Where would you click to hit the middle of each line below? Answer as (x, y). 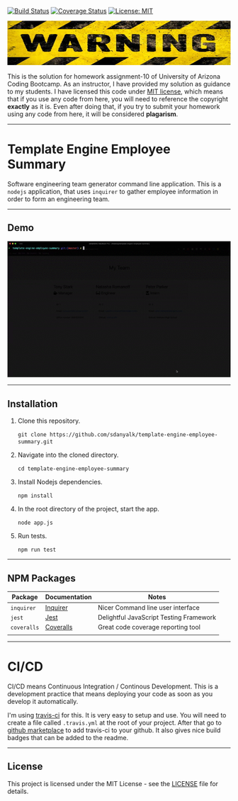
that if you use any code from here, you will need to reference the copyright (118, 99)
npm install (35, 496)
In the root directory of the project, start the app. (88, 509)
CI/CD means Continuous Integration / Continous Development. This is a (113, 686)
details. (18, 791)
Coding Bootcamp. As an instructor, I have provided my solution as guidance (119, 84)
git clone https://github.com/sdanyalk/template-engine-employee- (118, 435)
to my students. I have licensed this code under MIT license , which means (115, 91)
